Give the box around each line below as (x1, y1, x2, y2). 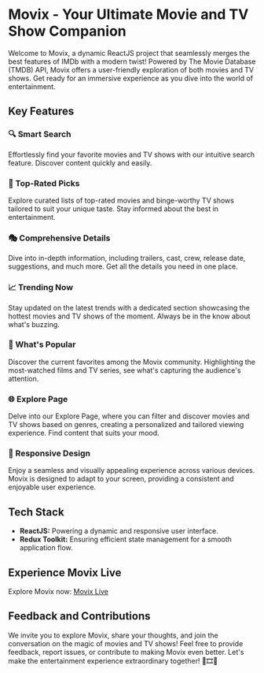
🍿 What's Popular (8, 339, 76, 350)
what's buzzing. (8, 319, 60, 329)
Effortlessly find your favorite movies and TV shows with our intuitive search (8, 150, 255, 159)
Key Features (8, 105, 75, 118)
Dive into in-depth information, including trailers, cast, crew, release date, (8, 254, 246, 263)
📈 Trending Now (8, 282, 73, 293)
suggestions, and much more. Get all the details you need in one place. (8, 262, 238, 271)
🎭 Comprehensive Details (8, 232, 111, 244)
